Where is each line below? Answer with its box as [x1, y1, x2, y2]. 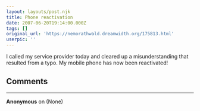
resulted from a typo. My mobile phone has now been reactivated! [6, 59, 168, 66]
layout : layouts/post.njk [6, 8, 70, 15]
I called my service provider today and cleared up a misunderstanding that [6, 53, 189, 60]
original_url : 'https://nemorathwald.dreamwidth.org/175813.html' [6, 31, 174, 37]
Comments [6, 76, 48, 87]
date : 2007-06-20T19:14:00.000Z [6, 20, 86, 26]
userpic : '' [6, 36, 36, 42]
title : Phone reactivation [6, 14, 73, 20]
